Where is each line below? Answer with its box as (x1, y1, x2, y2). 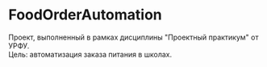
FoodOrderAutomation (8, 6, 163, 24)
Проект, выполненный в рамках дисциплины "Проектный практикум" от (8, 32, 259, 42)
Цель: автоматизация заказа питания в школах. (8, 49, 172, 59)
